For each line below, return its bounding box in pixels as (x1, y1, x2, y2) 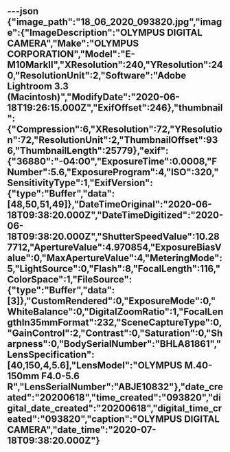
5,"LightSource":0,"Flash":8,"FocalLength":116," (7, 263, 221, 275)
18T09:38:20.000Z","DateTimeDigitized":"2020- (7, 210, 224, 221)
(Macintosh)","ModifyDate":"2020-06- (7, 91, 180, 103)
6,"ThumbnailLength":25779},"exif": (7, 145, 169, 157)
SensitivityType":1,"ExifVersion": (7, 177, 153, 189)
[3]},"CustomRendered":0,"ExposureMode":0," (7, 295, 216, 307)
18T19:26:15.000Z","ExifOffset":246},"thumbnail (7, 102, 223, 114)
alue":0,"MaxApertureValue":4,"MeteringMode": (7, 252, 223, 264)
